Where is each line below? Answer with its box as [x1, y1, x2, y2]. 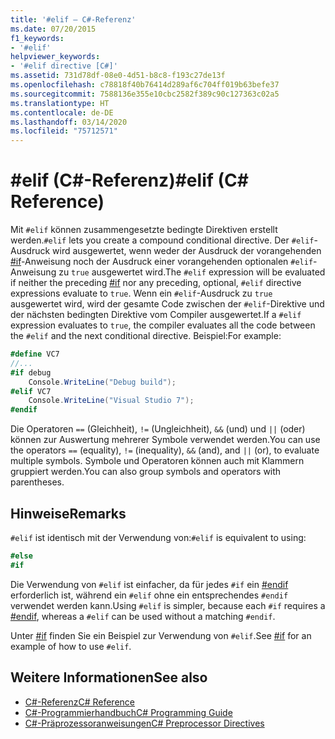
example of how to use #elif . [10, 640, 132, 652]
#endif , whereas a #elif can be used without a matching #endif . [10, 610, 276, 622]
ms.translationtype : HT [10, 98, 110, 108]
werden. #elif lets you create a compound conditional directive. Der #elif [10, 234, 315, 246]
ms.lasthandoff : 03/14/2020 [10, 117, 128, 127]
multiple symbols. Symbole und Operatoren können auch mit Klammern [10, 455, 305, 467]
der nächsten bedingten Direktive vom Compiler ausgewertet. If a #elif [10, 309, 302, 321]
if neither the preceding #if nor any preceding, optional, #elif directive [10, 277, 302, 289]
